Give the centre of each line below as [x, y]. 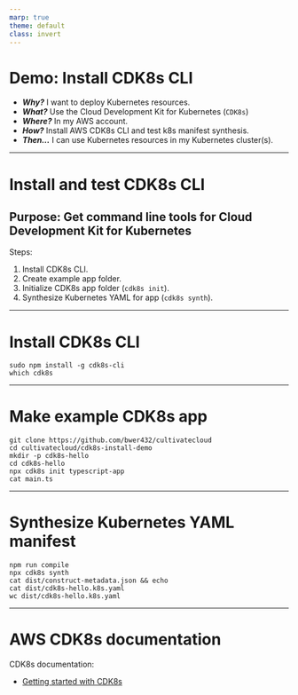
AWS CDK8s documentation [115, 640]
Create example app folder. [72, 279]
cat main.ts [31, 479]
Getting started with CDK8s [72, 682]
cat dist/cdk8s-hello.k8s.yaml [67, 588]
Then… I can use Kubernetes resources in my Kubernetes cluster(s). [147, 140]
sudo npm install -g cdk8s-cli [67, 366]
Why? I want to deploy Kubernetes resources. [106, 102]
